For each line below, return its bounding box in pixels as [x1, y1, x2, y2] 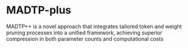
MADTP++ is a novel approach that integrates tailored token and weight [6, 23, 182, 30]
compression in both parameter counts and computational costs [6, 35, 164, 42]
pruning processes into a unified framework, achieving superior [6, 29, 162, 36]
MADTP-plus [6, 4, 72, 17]
